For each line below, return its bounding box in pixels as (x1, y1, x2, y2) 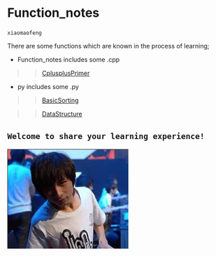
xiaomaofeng (7, 29, 42, 36)
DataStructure (41, 109, 82, 118)
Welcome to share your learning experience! (7, 131, 205, 142)
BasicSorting (41, 96, 79, 105)
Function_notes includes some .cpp (17, 55, 120, 64)
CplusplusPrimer (41, 69, 90, 77)
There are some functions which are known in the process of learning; (7, 41, 210, 50)
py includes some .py (17, 82, 79, 90)
